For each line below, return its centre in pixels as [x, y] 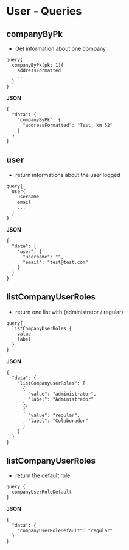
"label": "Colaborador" [58, 421]
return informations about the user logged [68, 175]
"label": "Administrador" [61, 399]
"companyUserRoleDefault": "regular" [65, 531]
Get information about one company [61, 48]
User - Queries [44, 11]
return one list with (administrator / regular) [69, 312]
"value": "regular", [54, 415]
